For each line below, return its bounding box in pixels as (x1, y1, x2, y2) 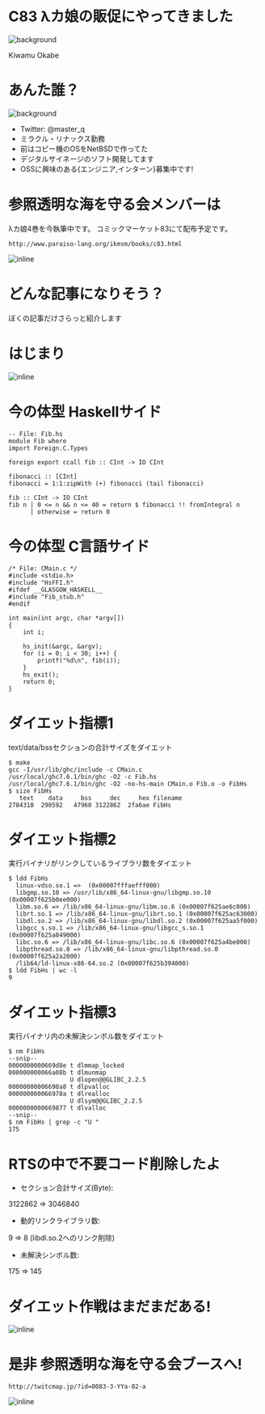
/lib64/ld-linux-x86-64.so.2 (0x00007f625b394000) (15, 959, 190, 967)
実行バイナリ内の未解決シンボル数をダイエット (8, 1031, 164, 1041)
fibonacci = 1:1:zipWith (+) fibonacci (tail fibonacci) (8, 479, 204, 488)
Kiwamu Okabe (8, 50, 59, 60)
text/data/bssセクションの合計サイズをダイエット (8, 742, 173, 752)
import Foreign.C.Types (8, 444, 89, 452)
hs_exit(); (23, 671, 60, 679)
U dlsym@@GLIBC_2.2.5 (69, 1097, 143, 1105)
